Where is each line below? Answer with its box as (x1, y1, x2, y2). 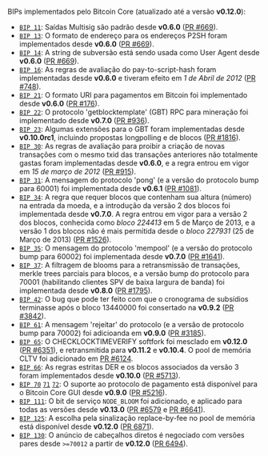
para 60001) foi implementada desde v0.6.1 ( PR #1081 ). (18, 184, 202, 193)
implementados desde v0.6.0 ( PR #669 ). (18, 39, 154, 49)
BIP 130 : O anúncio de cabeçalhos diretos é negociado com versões (18, 430, 245, 439)
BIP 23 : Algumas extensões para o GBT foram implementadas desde (18, 124, 245, 134)
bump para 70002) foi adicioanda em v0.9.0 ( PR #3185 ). (18, 328, 206, 338)
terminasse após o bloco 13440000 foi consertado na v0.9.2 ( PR (18, 303, 234, 312)
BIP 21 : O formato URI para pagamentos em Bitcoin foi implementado (18, 90, 248, 99)
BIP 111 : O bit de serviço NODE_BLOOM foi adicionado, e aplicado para (18, 396, 242, 406)
